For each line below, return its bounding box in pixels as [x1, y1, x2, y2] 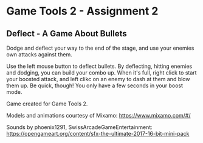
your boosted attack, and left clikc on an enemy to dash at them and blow [6, 76, 190, 82]
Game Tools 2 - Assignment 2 [6, 4, 159, 18]
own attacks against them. [6, 51, 72, 58]
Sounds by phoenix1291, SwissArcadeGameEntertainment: [6, 124, 153, 131]
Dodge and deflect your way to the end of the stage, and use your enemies [6, 44, 194, 52]
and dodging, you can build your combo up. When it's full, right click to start [6, 69, 197, 76]
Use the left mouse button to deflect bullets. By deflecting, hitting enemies [6, 62, 193, 70]
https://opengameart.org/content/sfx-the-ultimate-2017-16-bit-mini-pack [6, 130, 190, 137]
